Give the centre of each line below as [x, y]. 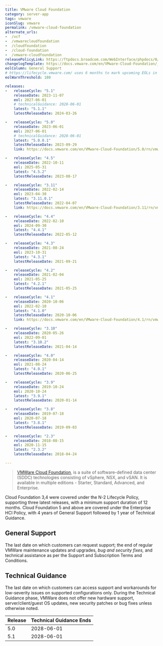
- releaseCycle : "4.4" [30, 216]
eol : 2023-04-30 [30, 194]
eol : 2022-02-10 [30, 306]
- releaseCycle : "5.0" [30, 122]
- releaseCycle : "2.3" [30, 436]
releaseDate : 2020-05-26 [39, 333]
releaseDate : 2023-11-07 [39, 95]
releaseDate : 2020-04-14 [39, 360]
